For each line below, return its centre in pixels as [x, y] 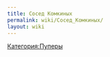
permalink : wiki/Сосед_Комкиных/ [55, 20]
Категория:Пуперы [35, 47]
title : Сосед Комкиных [40, 14]
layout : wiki [26, 26]
